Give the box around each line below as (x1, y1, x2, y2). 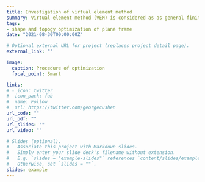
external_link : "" (6, 48, 53, 55)
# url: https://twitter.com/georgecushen (6, 104, 116, 111)
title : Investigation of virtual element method (6, 9, 132, 15)
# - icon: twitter (6, 87, 53, 93)
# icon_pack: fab (6, 93, 53, 100)
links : (6, 82, 23, 88)
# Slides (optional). (6, 138, 62, 144)
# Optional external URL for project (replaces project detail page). (6, 43, 190, 49)
